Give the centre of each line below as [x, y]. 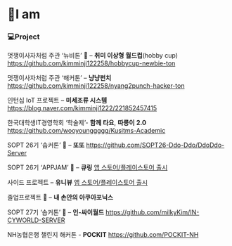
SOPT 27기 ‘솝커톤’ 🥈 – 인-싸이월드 [56, 212]
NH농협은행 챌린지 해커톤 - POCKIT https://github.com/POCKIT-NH [103, 235]
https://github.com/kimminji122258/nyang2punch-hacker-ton [96, 86]
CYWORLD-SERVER [36, 220]
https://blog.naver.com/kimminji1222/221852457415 [82, 108]
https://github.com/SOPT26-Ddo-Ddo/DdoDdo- [155, 145]
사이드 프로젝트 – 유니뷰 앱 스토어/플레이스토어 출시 [78, 183]
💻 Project [24, 37]
